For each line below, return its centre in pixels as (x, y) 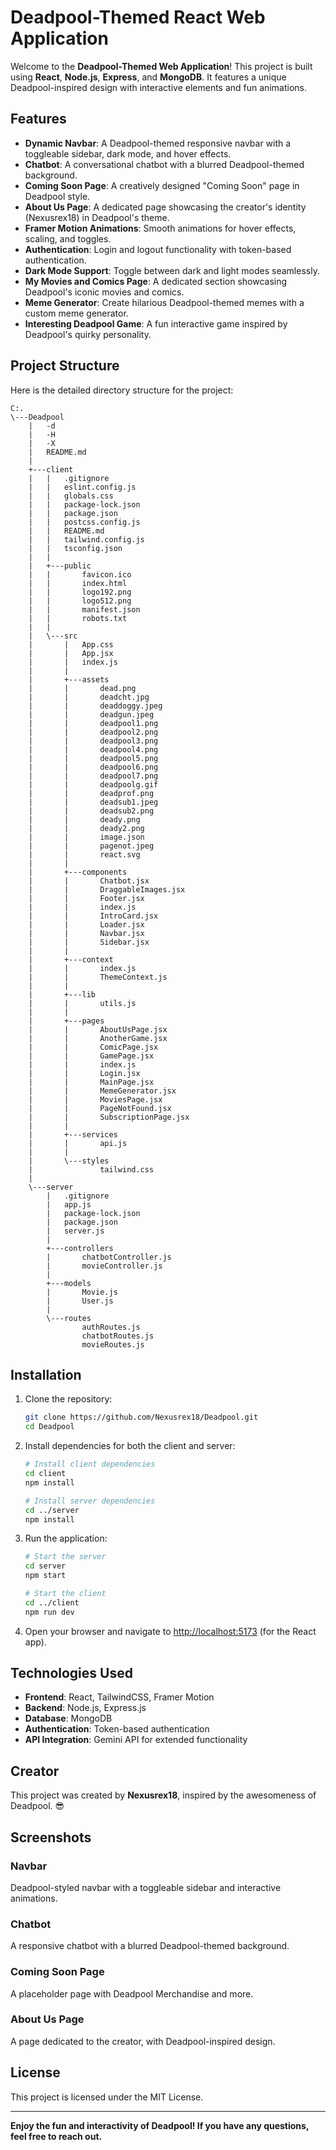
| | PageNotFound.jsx (100, 1108)
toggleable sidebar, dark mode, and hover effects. (128, 153)
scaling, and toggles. (68, 238)
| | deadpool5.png (93, 758)
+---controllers (80, 1248)
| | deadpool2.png (93, 732)
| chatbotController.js (109, 1257)
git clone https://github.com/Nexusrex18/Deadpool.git (141, 1417)
